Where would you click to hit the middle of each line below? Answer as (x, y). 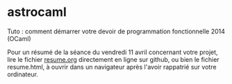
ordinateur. (23, 74)
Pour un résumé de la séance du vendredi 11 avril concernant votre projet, (113, 52)
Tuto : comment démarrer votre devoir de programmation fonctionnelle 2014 (116, 31)
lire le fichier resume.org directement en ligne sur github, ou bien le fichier (114, 59)
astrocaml (37, 12)
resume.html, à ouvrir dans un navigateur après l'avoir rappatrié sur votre (112, 67)
